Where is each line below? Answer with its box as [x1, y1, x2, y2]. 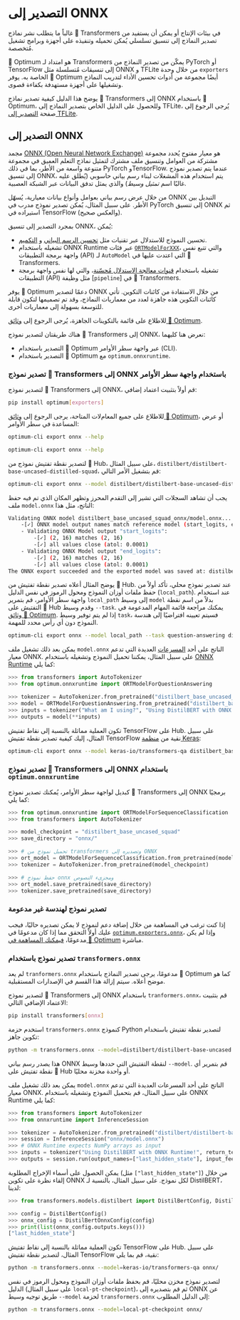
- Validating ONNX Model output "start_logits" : [21, 528, 168, 535]
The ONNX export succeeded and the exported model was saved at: [8, 568, 206, 575]
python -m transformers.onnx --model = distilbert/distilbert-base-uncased [8, 1046, 232, 1054]
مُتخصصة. [8, 43, 34, 52]
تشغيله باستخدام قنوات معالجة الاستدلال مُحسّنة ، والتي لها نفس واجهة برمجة [18, 266, 219, 274]
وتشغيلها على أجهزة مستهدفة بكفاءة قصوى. [8, 80, 124, 88]
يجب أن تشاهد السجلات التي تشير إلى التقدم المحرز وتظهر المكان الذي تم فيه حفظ [8, 493, 228, 502]
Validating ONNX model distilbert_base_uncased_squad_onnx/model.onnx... [8, 514, 232, 521]
